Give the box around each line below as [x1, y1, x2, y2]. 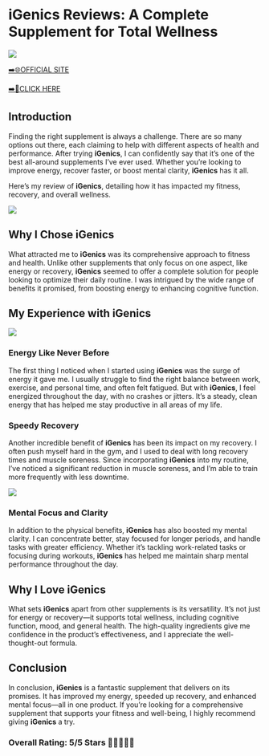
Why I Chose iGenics [8, 228, 115, 242]
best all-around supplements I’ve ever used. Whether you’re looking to [8, 156, 242, 166]
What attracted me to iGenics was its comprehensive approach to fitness [8, 249, 251, 258]
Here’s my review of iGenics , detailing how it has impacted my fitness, [8, 181, 241, 190]
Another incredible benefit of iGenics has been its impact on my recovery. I [8, 437, 257, 447]
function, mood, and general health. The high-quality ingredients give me [8, 621, 251, 631]
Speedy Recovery [8, 420, 79, 431]
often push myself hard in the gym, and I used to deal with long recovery [8, 446, 249, 456]
